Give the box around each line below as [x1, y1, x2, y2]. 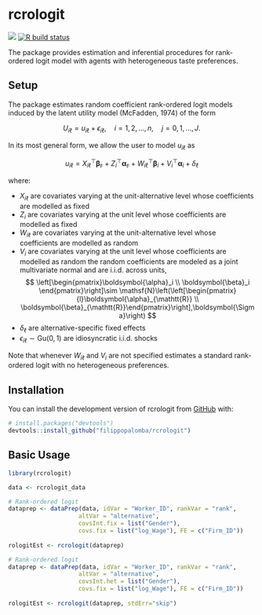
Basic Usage [8, 448, 71, 462]
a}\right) [118, 310, 147, 320]
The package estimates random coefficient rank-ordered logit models [8, 100, 233, 109]
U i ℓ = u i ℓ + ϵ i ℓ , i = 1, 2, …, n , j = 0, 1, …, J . [62, 123, 202, 134]
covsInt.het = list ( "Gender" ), [78, 577, 180, 586]
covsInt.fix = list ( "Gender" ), [78, 520, 180, 528]
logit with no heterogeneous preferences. [35, 361, 169, 370]
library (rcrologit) [8, 469, 72, 477]
